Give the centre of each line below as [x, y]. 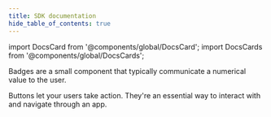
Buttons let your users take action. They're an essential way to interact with [135, 95]
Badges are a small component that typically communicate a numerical [127, 71]
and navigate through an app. [58, 104]
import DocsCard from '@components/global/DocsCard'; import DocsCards [135, 46]
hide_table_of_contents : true [60, 24]
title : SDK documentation [52, 16]
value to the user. [37, 80]
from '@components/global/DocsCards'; [76, 55]
